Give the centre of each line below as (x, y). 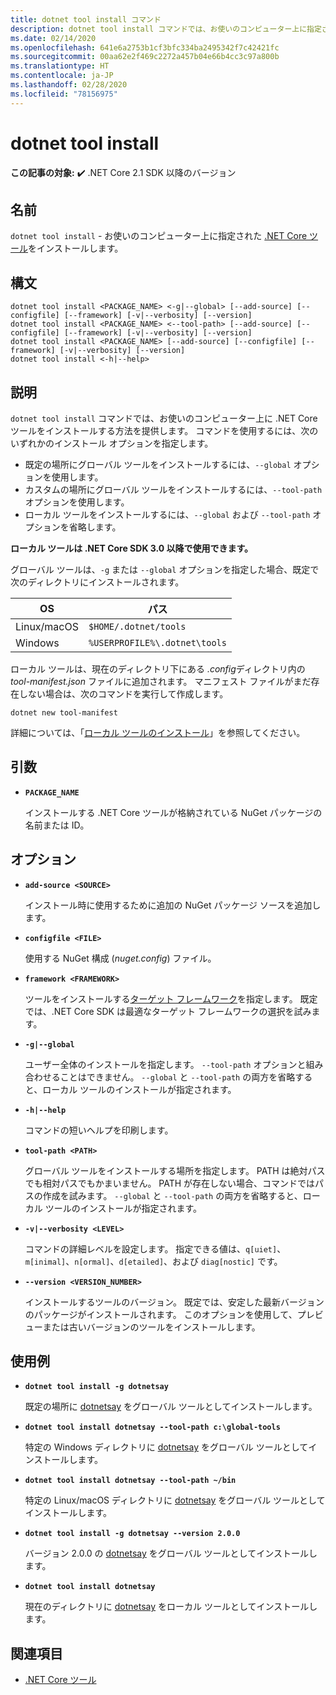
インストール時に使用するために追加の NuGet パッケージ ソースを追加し (173, 905)
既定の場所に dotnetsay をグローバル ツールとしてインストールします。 (171, 1407)
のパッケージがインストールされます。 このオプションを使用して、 (161, 1314)
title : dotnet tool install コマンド (86, 19)
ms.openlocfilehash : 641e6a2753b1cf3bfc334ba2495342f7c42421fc (145, 47)
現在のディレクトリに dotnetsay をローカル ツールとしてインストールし (171, 1607)
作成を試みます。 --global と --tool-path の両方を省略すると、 (172, 1195)
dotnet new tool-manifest (64, 713)
